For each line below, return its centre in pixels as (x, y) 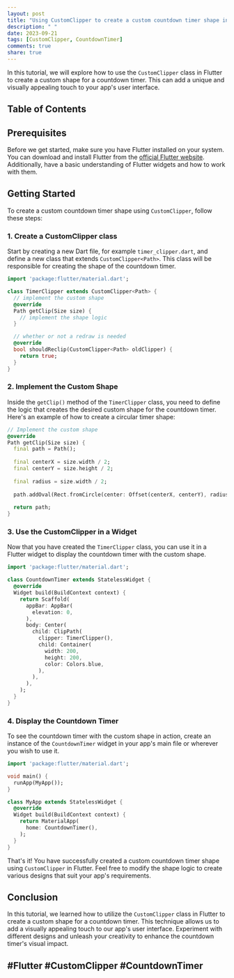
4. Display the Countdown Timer (63, 721)
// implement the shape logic (64, 317)
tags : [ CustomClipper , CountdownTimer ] (65, 40)
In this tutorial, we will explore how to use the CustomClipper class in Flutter (115, 72)
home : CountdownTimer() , (62, 828)
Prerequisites (37, 133)
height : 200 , (63, 657)
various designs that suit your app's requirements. (79, 875)
